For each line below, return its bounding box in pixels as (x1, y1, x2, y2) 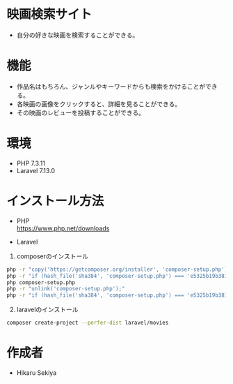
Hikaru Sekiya (16, 368, 57, 377)
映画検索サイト (6, 6, 93, 22)
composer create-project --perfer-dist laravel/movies (6, 319, 169, 327)
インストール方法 (6, 193, 104, 209)
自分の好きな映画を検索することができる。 (16, 31, 139, 39)
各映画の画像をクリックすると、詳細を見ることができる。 (16, 99, 182, 108)
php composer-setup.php (6, 279, 76, 286)
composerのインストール (16, 252, 88, 260)
